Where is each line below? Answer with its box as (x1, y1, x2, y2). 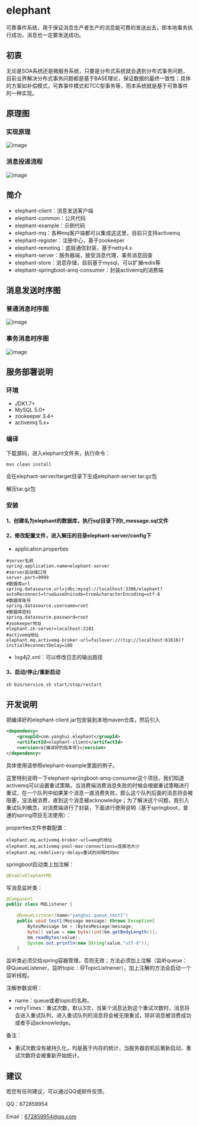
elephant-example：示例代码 (14, 222, 85, 229)
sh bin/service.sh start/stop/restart (6, 682, 102, 688)
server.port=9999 (6, 575, 49, 581)
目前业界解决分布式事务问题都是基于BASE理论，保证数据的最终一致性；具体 (6, 75, 191, 82)
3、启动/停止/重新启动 (6, 668, 60, 675)
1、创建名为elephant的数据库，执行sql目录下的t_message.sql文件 (6, 517, 169, 524)
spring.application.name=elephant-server (6, 563, 110, 570)
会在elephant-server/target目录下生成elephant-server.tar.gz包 (6, 472, 157, 479)
